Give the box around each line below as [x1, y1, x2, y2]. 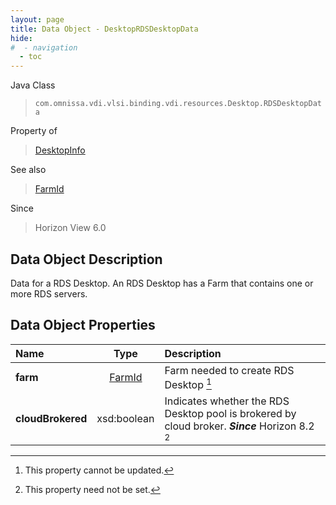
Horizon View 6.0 [34, 222, 107, 234]
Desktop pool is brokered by [164, 407, 297, 421]
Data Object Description [10, 251, 163, 268]
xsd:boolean [96, 412, 155, 426]
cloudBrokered [15, 412, 88, 426]
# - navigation [10, 42, 78, 53]
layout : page [10, 14, 65, 25]
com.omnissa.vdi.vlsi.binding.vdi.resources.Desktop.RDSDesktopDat [34, 99, 322, 109]
